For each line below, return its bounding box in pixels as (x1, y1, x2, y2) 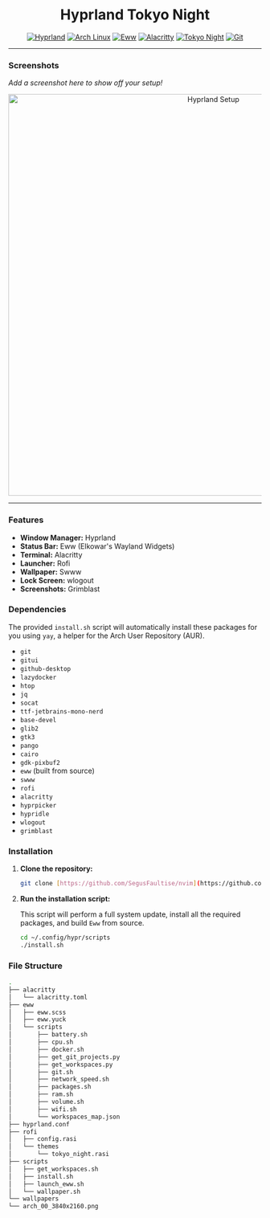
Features (8, 514, 44, 525)
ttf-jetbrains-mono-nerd (19, 707, 104, 716)
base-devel (19, 716, 57, 724)
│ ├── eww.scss (8, 1008, 67, 1016)
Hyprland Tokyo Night (59, 6, 211, 24)
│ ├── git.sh (8, 1068, 74, 1076)
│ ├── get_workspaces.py (8, 1061, 113, 1069)
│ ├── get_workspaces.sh (8, 1165, 99, 1173)
